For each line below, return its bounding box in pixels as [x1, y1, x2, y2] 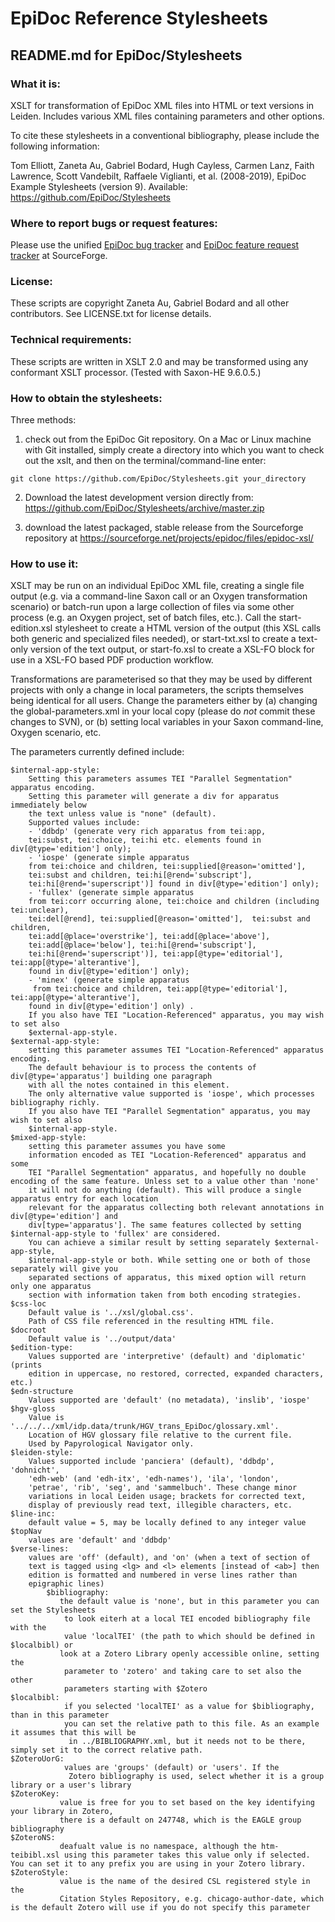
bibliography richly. [10, 1098, 101, 1108]
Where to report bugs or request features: [10, 216, 218, 230]
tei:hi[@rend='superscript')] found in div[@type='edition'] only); [28, 879, 320, 889]
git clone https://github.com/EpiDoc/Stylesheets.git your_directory [10, 474, 307, 484]
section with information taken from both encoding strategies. [28, 1290, 302, 1301]
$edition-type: [10, 1343, 74, 1353]
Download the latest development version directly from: [24, 492, 254, 504]
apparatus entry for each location [10, 1194, 159, 1204]
